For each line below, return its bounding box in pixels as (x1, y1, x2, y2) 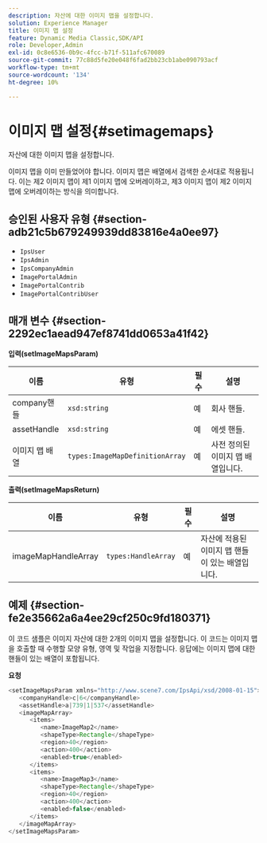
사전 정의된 (211, 439, 250, 450)
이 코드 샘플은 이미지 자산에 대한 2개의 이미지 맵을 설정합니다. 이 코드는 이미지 (8, 633, 250, 643)
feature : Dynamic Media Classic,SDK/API (8, 33, 145, 42)
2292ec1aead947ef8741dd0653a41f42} (8, 327, 209, 340)
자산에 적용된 (200, 533, 247, 544)
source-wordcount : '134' (8, 71, 91, 79)
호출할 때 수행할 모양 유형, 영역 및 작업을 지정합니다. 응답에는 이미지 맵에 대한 (16, 643, 256, 653)
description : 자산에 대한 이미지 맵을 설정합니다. (8, 11, 154, 20)
